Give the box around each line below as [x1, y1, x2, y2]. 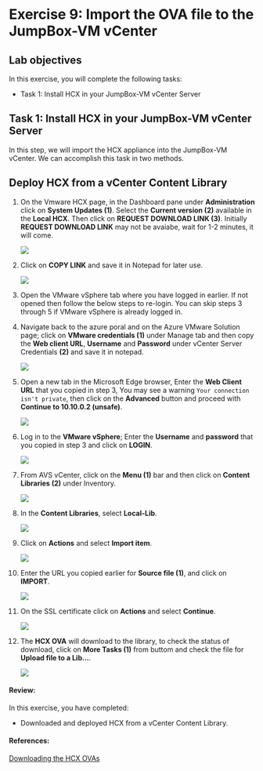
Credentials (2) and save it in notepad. [20, 347, 144, 356]
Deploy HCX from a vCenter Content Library [9, 176, 228, 190]
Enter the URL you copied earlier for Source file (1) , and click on [20, 568, 227, 577]
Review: [9, 686, 36, 695]
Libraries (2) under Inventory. [20, 478, 117, 488]
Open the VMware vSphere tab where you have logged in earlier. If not [20, 290, 249, 300]
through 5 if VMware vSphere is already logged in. [20, 307, 183, 316]
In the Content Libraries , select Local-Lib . [20, 508, 157, 518]
